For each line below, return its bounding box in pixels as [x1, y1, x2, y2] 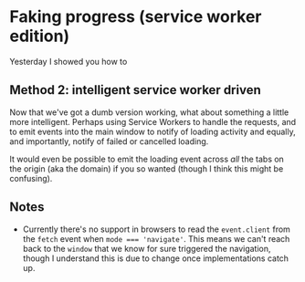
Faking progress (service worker [9, 6, 262, 27]
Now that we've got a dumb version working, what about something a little [9, 107, 289, 118]
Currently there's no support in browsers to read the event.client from [22, 224, 290, 235]
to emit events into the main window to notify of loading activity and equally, [9, 126, 296, 137]
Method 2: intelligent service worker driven [9, 82, 262, 98]
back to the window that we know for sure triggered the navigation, [22, 243, 271, 254]
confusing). [9, 172, 53, 183]
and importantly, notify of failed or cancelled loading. [9, 135, 209, 147]
